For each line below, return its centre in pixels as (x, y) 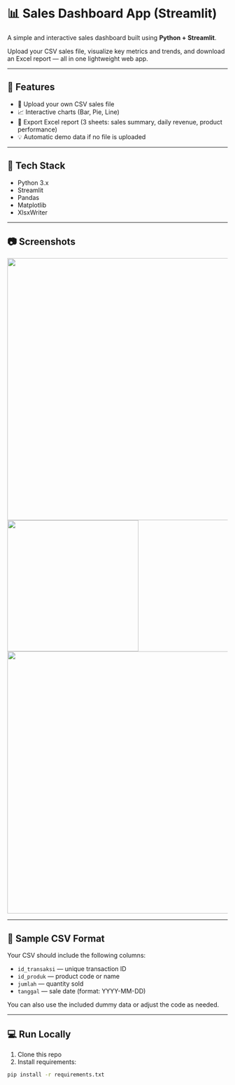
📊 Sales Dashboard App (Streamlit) (112, 14)
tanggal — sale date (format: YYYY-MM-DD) (81, 991)
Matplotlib (32, 205)
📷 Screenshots (41, 242)
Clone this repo (39, 1054)
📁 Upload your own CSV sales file (66, 104)
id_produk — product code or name (69, 977)
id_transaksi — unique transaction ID (72, 969)
